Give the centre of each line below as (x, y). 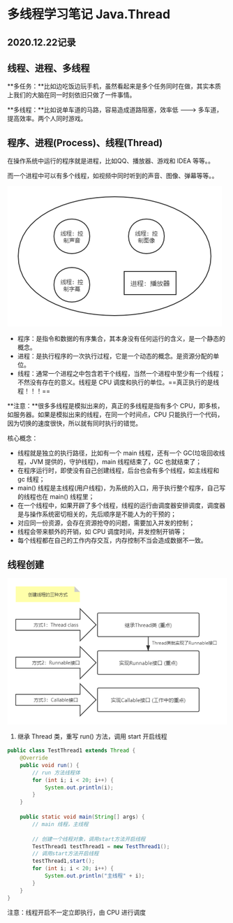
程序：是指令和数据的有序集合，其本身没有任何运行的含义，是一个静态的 (121, 339)
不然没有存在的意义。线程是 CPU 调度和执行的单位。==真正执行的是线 (118, 382)
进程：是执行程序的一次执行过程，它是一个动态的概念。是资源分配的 (115, 356)
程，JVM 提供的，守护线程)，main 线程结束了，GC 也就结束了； (110, 462)
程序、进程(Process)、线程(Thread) (85, 143)
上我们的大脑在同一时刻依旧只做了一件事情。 (72, 95)
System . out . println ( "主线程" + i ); (95, 876)
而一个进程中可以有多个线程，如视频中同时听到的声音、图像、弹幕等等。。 (113, 176)
